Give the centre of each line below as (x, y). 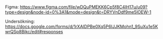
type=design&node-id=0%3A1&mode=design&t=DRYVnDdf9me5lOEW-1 (78, 12)
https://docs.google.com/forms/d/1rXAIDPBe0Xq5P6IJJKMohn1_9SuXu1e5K (81, 26)
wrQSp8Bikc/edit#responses (34, 32)
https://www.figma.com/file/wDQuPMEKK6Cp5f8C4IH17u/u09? (84, 7)
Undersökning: (20, 21)
